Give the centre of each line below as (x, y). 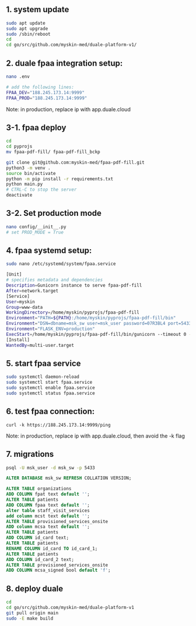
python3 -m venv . (28, 168)
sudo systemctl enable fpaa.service (50, 388)
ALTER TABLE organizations (39, 489)
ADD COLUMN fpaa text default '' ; (48, 505)
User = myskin (20, 302)
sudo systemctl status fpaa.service (50, 393)
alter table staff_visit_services (48, 510)
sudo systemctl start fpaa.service (49, 383)
